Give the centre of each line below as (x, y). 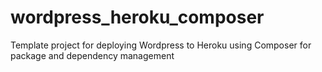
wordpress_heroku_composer (137, 17)
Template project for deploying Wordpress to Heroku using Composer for (161, 45)
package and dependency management (92, 55)
